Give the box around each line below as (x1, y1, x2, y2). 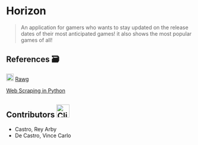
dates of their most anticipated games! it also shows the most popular (20, 30, 192, 37)
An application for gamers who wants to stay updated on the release (20, 24, 188, 31)
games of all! (20, 36, 53, 43)
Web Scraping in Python (6, 87, 65, 94)
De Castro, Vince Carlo (14, 132, 71, 139)
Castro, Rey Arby (14, 125, 57, 133)
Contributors (6, 110, 55, 120)
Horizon (6, 4, 46, 18)
